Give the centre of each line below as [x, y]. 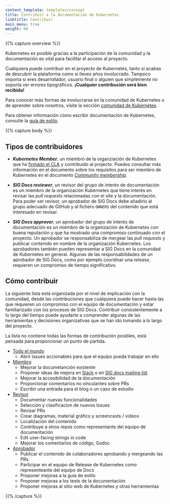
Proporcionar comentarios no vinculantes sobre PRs [75, 383]
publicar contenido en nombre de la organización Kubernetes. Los [82, 243]
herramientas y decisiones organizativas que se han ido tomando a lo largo [84, 320]
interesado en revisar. [35, 212]
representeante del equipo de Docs [57, 470]
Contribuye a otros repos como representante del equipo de [83, 427]
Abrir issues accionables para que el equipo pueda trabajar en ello [90, 356]
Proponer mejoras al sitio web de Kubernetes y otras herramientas [90, 486]
